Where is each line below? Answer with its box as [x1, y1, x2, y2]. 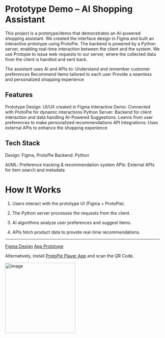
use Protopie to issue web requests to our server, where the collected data [5, 51, 156, 57]
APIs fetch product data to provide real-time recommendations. [12, 229, 141, 235]
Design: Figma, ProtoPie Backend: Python [5, 152, 89, 158]
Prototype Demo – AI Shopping [5, 3, 133, 15]
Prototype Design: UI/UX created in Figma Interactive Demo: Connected [5, 103, 151, 109]
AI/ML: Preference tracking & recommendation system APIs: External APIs [5, 162, 155, 168]
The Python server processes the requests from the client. [12, 210, 131, 216]
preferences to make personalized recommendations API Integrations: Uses [5, 119, 158, 125]
